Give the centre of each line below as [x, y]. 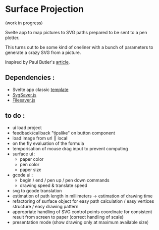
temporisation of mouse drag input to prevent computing [70, 148]
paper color [31, 159]
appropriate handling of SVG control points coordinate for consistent [82, 212]
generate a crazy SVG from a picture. [43, 52]
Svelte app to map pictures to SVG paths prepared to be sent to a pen [76, 32]
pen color [29, 164]
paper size [30, 170]
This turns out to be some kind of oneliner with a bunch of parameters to [79, 47]
